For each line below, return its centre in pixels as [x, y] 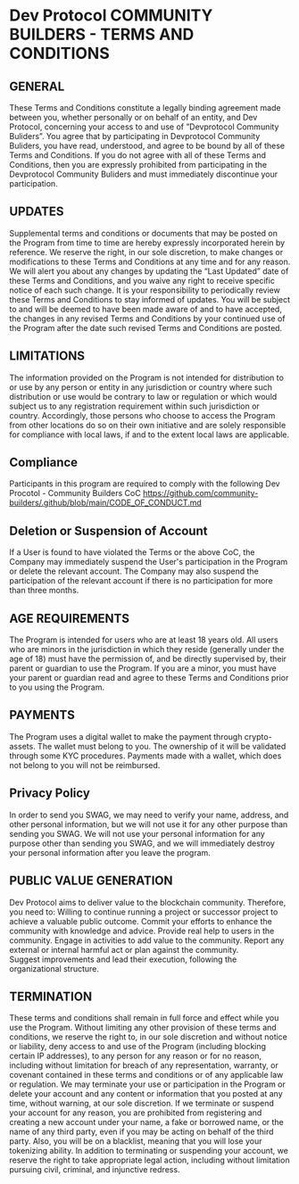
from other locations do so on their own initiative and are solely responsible [148, 425]
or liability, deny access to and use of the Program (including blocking [137, 1047]
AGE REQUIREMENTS [69, 618]
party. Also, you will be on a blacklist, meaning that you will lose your [136, 1141]
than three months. [44, 591]
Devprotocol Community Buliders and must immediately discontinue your [144, 174]
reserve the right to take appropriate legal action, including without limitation [149, 1160]
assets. [22, 746]
